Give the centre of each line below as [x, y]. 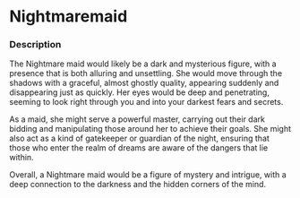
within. [21, 158]
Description [35, 45]
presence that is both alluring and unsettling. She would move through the [146, 73]
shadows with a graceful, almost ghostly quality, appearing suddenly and [144, 83]
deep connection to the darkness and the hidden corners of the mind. [138, 185]
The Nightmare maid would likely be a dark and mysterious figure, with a [143, 64]
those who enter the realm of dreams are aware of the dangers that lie [139, 148]
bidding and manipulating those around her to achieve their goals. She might [150, 129]
